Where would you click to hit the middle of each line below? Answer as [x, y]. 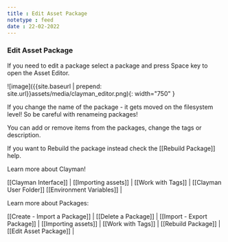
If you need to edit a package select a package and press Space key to [107, 65]
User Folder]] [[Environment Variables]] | [65, 190]
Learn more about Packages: [48, 203]
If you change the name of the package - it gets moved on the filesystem [110, 107]
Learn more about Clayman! [46, 169]
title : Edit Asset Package [47, 13]
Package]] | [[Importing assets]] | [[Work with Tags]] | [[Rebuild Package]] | [114, 223]
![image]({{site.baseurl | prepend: [55, 86]
